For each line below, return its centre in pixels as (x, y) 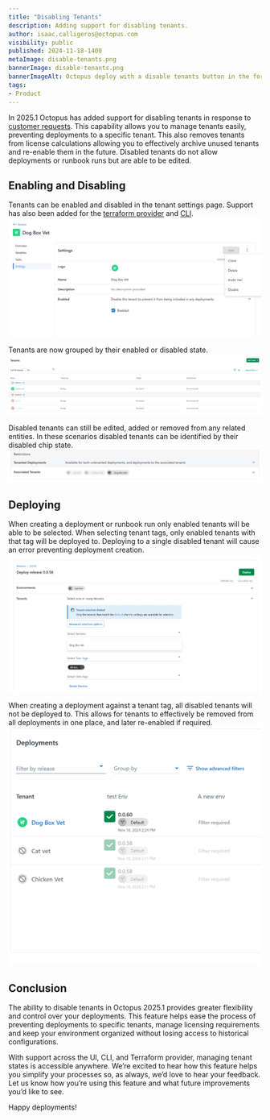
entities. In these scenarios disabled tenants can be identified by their (123, 436)
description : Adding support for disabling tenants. (98, 25)
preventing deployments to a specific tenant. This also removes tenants (127, 135)
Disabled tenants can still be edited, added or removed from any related (127, 428)
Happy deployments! (43, 1107)
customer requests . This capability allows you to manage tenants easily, (127, 126)
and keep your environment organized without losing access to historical (129, 1033)
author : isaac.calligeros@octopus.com (73, 34)
